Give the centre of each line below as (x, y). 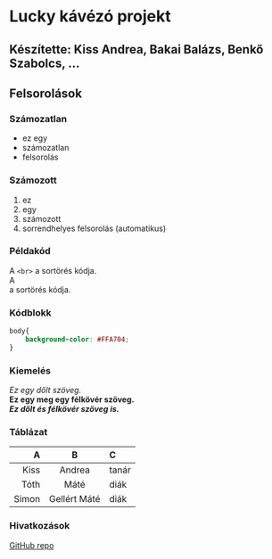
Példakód (30, 251)
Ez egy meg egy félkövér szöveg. (72, 399)
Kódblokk (30, 312)
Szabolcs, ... (45, 63)
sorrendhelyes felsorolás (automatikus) (94, 228)
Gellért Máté (74, 499)
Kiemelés (30, 370)
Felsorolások (46, 93)
